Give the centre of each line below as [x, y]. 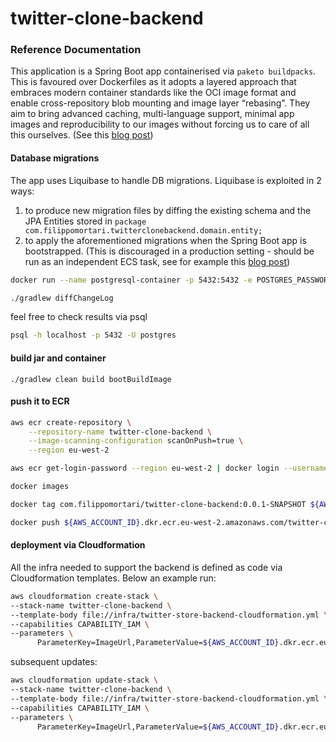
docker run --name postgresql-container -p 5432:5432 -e [131, 280]
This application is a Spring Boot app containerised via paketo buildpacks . [163, 71]
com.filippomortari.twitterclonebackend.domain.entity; [143, 230]
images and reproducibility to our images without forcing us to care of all [160, 124]
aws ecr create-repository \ [71, 422]
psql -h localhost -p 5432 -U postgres [93, 335]
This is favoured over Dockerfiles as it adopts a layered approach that [153, 82]
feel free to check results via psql [79, 317]
